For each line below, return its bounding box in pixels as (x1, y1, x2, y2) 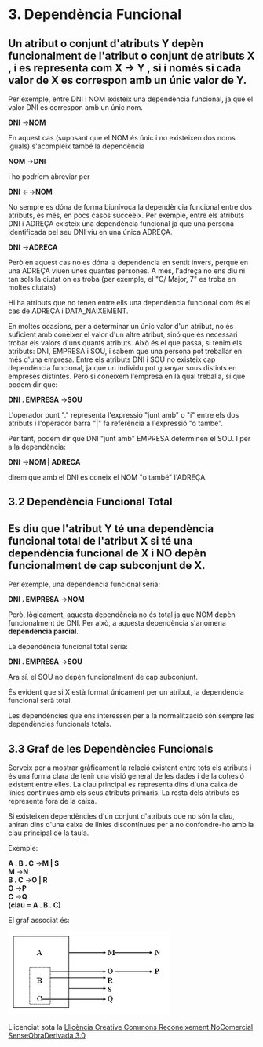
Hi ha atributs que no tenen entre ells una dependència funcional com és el (8, 298, 251, 307)
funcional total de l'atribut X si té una (8, 534, 193, 547)
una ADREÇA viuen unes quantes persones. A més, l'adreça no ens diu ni (8, 266, 246, 275)
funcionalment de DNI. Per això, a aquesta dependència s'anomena (8, 618, 226, 628)
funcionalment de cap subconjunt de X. (8, 559, 206, 572)
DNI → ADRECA (8, 243, 58, 252)
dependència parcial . (8, 626, 79, 637)
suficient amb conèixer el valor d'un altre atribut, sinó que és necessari (8, 330, 238, 339)
